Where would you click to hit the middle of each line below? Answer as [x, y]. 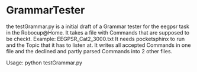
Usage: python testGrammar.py [44, 63]
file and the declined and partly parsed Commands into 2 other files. [89, 51]
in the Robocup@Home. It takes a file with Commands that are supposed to [98, 32]
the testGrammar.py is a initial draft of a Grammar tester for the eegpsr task [98, 26]
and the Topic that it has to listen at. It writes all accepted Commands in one [98, 45]
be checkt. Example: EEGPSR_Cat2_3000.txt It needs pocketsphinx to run [96, 39]
